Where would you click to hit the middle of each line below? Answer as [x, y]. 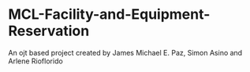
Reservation [49, 31]
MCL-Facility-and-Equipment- [109, 14]
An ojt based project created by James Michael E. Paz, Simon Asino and [125, 52]
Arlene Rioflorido [35, 61]
